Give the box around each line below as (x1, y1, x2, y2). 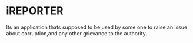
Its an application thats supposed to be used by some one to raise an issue (6, 24, 188, 31)
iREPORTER (6, 4, 64, 18)
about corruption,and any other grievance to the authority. (6, 29, 147, 37)
